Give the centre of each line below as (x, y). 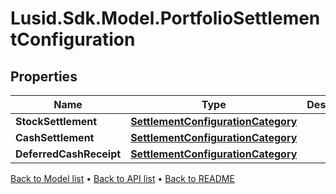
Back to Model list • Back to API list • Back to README (122, 178)
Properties (44, 76)
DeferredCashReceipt (68, 154)
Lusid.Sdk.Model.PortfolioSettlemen (165, 18)
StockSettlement (56, 121)
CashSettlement (55, 137)
